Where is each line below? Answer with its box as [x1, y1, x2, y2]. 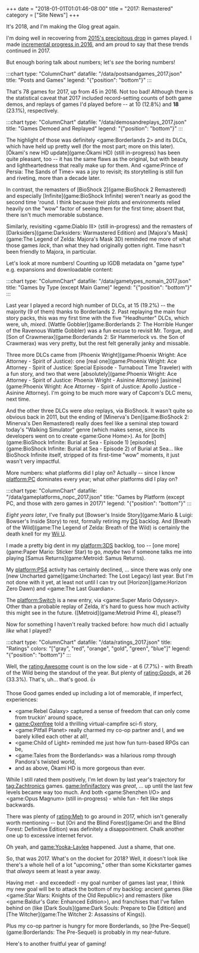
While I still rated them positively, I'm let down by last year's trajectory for [6, 776, 186, 783]
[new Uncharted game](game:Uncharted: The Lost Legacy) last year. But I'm [6, 572, 194, 580]
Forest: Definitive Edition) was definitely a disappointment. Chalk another [6, 826, 185, 833]
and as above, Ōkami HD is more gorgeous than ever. [14, 765, 146, 771]
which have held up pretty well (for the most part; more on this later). [6, 143, 175, 150]
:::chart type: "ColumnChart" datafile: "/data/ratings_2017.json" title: [6, 639, 172, 646]
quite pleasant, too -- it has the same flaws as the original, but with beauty [6, 155, 188, 163]
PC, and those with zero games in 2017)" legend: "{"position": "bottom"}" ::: [6, 500, 192, 507]
